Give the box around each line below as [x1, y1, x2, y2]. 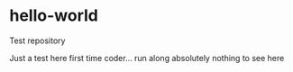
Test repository [9, 35, 66, 46]
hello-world [9, 5, 99, 26]
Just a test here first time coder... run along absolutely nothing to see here [9, 52, 285, 63]
